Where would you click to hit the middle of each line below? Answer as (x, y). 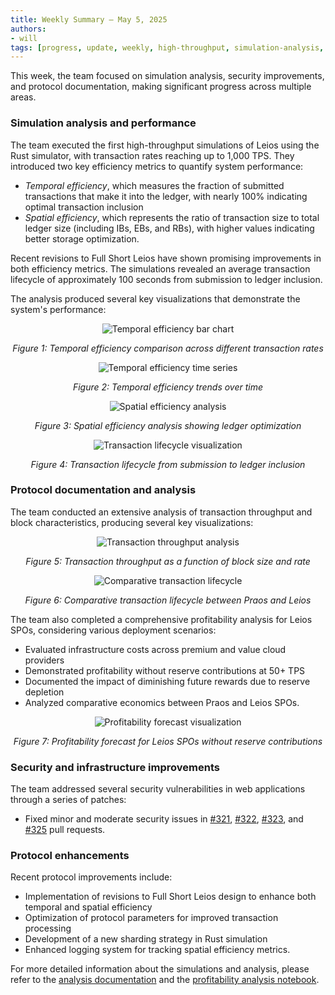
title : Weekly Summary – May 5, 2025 (89, 19)
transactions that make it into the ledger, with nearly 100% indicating (166, 196)
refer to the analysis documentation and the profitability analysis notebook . (165, 980)
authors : (28, 29)
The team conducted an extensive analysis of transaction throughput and (161, 512)
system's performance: (58, 309)
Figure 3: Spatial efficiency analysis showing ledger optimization (168, 425)
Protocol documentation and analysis (103, 490)
